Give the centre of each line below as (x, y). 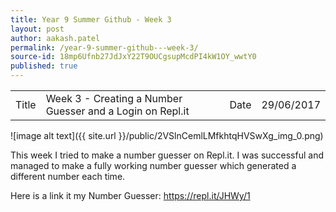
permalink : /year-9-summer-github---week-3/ (104, 47)
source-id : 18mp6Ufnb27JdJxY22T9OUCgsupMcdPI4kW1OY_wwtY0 (133, 57)
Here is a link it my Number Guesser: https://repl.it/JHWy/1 (130, 195)
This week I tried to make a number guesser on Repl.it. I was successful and (167, 155)
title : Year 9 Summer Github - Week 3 (91, 19)
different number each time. (68, 176)
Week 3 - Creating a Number (114, 98)
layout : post (37, 29)
